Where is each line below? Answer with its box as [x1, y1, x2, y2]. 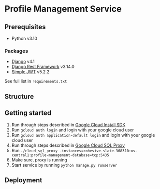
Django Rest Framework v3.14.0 [11, 64, 74, 70]
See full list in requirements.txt [4, 79, 67, 84]
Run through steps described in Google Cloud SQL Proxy [11, 142, 125, 148]
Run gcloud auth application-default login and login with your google [11, 132, 155, 138]
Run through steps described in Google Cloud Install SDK [11, 122, 126, 127]
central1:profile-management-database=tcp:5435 [11, 153, 109, 157]
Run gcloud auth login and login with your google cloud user [11, 127, 134, 133]
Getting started [4, 109, 52, 117]
